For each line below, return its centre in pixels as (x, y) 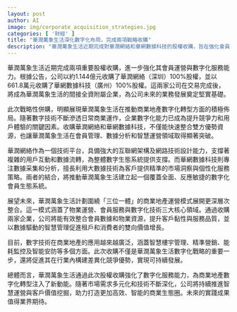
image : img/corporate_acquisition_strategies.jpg (82, 27)
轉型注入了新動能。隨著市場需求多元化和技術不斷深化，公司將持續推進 (121, 284)
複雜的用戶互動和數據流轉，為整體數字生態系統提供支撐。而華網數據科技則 (115, 159)
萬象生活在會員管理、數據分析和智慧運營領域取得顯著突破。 (130, 136)
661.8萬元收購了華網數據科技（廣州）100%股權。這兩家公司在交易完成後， (116, 85)
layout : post (26, 14)
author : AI (23, 20)
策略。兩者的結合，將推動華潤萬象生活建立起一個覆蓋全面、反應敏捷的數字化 (119, 177)
